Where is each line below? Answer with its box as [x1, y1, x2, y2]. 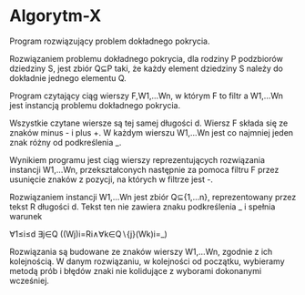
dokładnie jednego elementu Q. [9, 72, 127, 83]
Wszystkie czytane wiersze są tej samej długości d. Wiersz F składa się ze [9, 117, 289, 128]
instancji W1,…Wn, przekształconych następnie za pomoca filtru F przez [9, 164, 280, 175]
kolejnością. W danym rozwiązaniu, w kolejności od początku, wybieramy [9, 256, 285, 267]
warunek [9, 210, 43, 221]
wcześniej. [9, 275, 50, 286]
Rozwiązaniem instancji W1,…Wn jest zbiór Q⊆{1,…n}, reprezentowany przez [9, 191, 297, 202]
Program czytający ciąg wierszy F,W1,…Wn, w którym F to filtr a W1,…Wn [9, 90, 284, 101]
